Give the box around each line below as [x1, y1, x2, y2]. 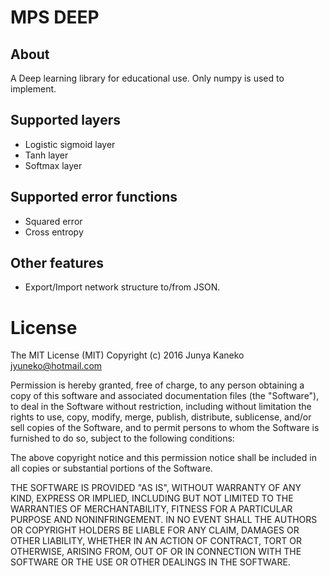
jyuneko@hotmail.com [10, 360, 103, 372]
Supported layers [10, 112, 121, 129]
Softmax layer [24, 159, 83, 171]
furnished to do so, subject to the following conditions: [10, 432, 235, 445]
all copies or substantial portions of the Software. [10, 462, 213, 475]
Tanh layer [24, 149, 69, 161]
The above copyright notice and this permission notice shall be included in [10, 452, 317, 464]
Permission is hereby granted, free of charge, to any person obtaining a [10, 379, 305, 391]
